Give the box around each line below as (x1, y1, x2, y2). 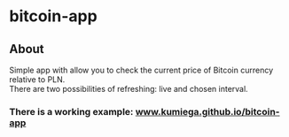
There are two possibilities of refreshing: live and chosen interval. (9, 84, 248, 94)
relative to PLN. (9, 74, 66, 85)
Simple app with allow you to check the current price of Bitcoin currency (9, 65, 274, 75)
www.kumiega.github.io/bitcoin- (135, 105, 280, 118)
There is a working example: (9, 105, 134, 118)
